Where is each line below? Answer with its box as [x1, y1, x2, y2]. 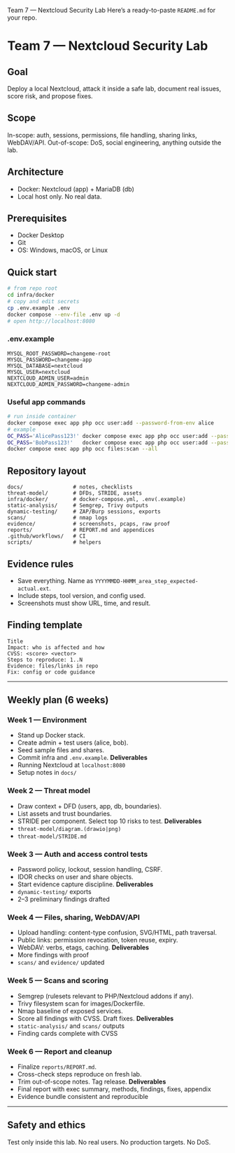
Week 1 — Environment [7, 715, 87, 725]
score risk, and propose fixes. [7, 92, 93, 100]
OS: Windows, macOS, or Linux [17, 246, 108, 255]
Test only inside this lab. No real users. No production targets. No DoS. [7, 1138, 211, 1146]
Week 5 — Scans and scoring [7, 975, 108, 985]
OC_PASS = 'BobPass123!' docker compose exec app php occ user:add [7, 439, 208, 446]
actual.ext [17, 585, 50, 592]
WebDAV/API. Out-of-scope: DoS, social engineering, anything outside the [7, 138, 222, 147]
